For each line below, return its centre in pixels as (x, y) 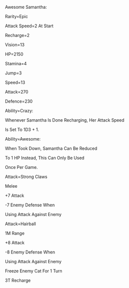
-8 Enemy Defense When (30, 252)
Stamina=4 (16, 63)
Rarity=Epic (16, 16)
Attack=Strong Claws (26, 177)
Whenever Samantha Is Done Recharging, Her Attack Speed (65, 120)
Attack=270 (17, 92)
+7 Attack (14, 196)
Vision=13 (15, 45)
